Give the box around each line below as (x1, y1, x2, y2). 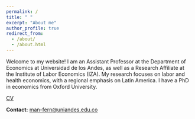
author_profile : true (6, 25, 60, 31)
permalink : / (6, 8, 38, 15)
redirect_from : (6, 31, 44, 37)
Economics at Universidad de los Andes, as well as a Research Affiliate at (6, 64, 184, 71)
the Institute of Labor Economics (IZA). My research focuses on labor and (6, 70, 185, 78)
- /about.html (11, 42, 46, 48)
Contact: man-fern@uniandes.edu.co (6, 106, 98, 113)
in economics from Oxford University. (6, 83, 97, 90)
